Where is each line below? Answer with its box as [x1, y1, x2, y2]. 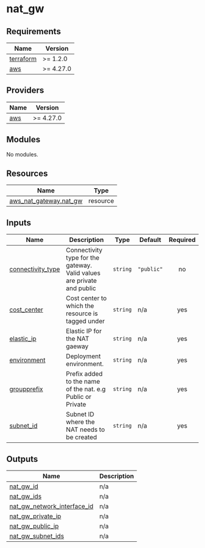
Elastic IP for [66, 327, 102, 335]
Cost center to [66, 294, 107, 302]
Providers [6, 85, 45, 96]
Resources [6, 169, 48, 179]
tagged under [66, 317, 105, 326]
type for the [66, 254, 99, 262]
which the [66, 302, 95, 310]
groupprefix [9, 385, 43, 393]
